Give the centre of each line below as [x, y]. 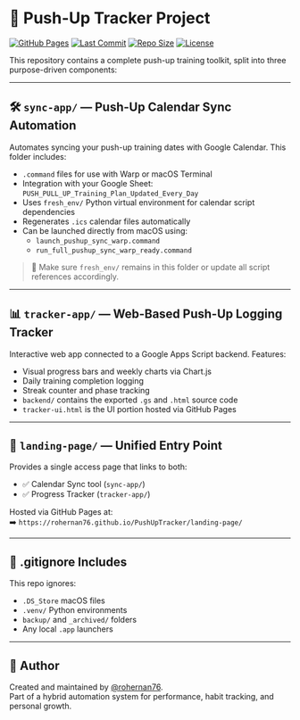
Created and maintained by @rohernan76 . [86, 687]
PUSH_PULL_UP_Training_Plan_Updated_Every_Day [110, 194]
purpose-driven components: [63, 70]
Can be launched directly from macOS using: [105, 230]
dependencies [49, 211]
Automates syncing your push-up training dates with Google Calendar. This [148, 147]
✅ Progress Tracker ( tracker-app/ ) [86, 494]
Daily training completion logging [83, 381]
